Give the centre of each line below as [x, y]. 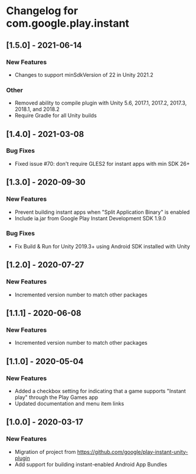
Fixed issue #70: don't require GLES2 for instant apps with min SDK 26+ [102, 164]
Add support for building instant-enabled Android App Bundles [91, 464]
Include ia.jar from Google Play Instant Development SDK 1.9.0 [90, 218]
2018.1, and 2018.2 [37, 109]
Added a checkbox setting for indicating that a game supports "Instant [100, 391]
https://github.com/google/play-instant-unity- [133, 452]
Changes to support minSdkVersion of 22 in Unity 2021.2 [84, 74]
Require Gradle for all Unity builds [56, 116]
